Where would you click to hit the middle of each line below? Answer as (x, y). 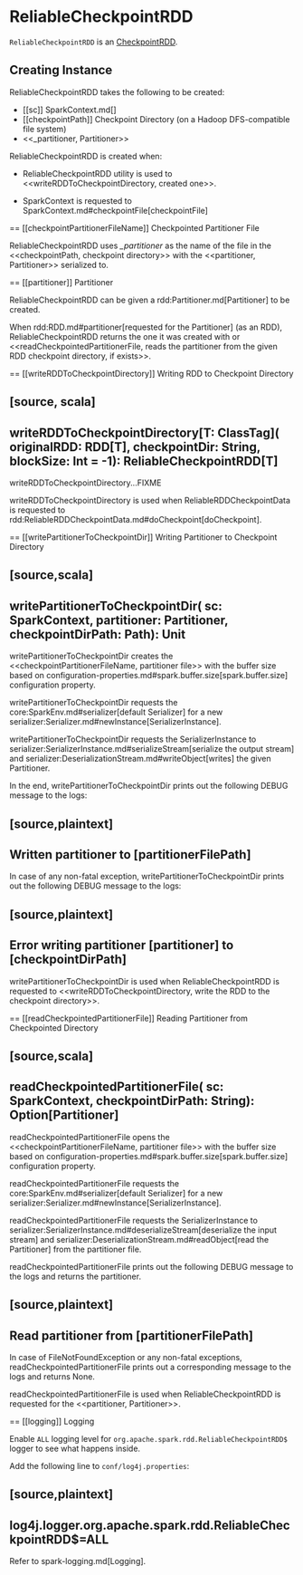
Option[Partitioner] (64, 1115)
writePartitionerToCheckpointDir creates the (91, 656)
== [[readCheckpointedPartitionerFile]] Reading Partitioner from (129, 1018)
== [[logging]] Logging (52, 1421)
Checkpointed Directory (54, 1028)
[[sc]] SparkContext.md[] (69, 110)
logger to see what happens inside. (75, 1448)
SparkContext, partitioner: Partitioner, (119, 620)
